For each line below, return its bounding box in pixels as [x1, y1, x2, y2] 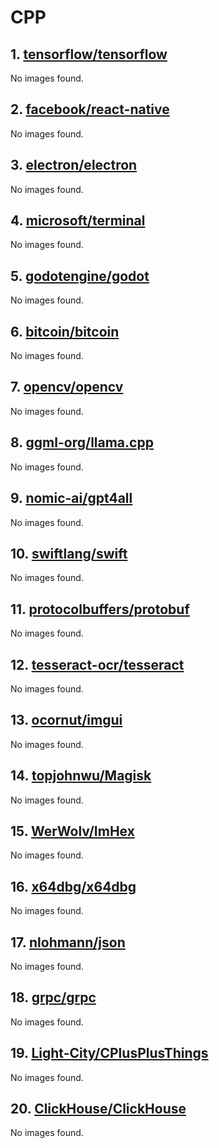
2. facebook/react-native [10, 101, 170, 118]
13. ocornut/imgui [10, 712, 123, 729]
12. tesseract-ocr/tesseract [10, 656, 185, 673]
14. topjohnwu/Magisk [10, 767, 152, 785]
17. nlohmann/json [10, 934, 126, 951]
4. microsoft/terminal [10, 212, 146, 230]
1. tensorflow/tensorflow [10, 46, 168, 63]
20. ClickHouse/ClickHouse [10, 1101, 187, 1118]
